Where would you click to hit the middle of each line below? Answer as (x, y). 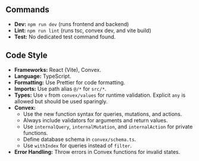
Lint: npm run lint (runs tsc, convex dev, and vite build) (83, 30)
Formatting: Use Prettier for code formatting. (70, 82)
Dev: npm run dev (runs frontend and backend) (71, 24)
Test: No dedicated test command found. (65, 37)
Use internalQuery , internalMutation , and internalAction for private (108, 127)
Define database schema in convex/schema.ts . (80, 139)
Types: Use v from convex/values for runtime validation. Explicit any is (100, 95)
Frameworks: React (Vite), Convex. (58, 70)
